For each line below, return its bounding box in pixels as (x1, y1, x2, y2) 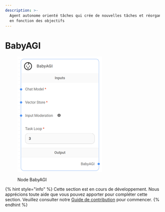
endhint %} (5, 202, 28, 208)
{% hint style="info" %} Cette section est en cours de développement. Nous (5, 186, 160, 192)
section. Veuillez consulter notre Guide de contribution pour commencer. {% (5, 196, 160, 202)
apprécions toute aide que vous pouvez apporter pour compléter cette (5, 191, 148, 197)
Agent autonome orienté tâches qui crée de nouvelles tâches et (9, 13, 144, 18)
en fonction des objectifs (9, 18, 65, 23)
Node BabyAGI (17, 177, 47, 183)
